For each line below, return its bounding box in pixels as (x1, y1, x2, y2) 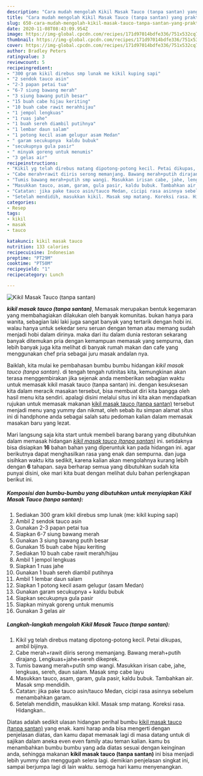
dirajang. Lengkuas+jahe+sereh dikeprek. (15, 655, 119, 663)
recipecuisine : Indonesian (7, 249, 75, 255)
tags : (7, 210, 20, 217)
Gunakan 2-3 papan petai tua (15, 524, 89, 531)
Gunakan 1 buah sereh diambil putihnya (15, 569, 114, 576)
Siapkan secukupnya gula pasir (15, 594, 94, 601)
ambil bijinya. (15, 642, 49, 649)
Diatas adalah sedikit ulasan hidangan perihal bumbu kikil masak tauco (7, 718, 183, 725)
